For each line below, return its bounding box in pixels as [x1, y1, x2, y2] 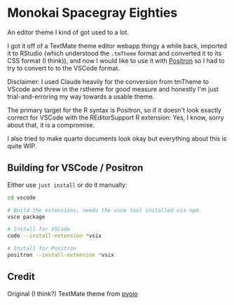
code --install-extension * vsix [7, 232, 102, 239]
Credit [7, 271, 35, 283]
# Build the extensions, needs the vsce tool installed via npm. [7, 206, 202, 214]
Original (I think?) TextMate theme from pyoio [7, 289, 138, 298]
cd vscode [7, 194, 36, 201]
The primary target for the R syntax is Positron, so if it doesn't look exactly [7, 106, 222, 114]
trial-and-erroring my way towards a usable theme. [7, 92, 155, 101]
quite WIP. [7, 141, 37, 150]
